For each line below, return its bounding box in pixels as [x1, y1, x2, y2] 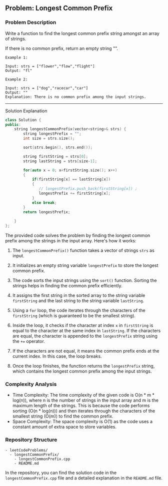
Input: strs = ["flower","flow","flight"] [5, 63, 95, 69]
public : [5, 122, 21, 127]
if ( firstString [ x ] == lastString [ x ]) [31, 177, 111, 182]
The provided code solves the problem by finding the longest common [5, 232, 150, 239]
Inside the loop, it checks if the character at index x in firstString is [12, 322, 153, 329]
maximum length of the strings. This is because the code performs [12, 403, 150, 409]
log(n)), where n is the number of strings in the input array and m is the [12, 397, 159, 404]
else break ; [31, 200, 57, 205]
